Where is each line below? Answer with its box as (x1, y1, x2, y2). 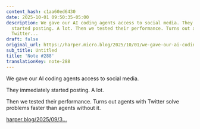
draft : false (6, 36, 39, 42)
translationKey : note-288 (6, 58, 70, 64)
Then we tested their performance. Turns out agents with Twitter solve (6, 97, 180, 105)
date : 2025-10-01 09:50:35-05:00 (6, 14, 89, 20)
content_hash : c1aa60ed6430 (6, 8, 76, 15)
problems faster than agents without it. (6, 104, 101, 111)
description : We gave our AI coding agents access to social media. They (6, 20, 193, 26)
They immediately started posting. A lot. (6, 86, 104, 93)
